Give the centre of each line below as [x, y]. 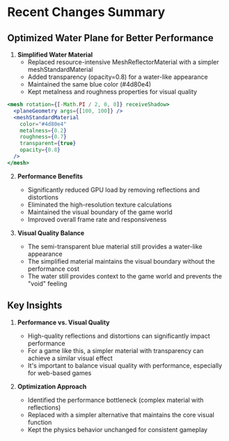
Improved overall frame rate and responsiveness [97, 219]
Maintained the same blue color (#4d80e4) [89, 84]
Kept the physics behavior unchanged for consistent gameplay [117, 429]
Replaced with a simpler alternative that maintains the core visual [121, 414]
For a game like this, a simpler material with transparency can [116, 350]
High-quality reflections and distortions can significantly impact [119, 336]
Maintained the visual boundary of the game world [100, 212]
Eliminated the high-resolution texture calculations [100, 204]
